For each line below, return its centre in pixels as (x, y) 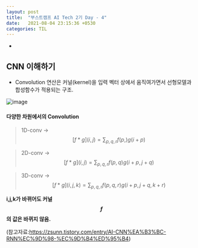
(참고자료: (18, 232)
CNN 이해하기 (31, 66)
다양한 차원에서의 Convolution (43, 116)
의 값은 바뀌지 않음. (29, 219)
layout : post (23, 12)
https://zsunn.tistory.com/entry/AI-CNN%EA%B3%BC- (98, 232)
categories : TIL (27, 29)
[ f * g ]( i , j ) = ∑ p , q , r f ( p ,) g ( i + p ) (109, 141)
